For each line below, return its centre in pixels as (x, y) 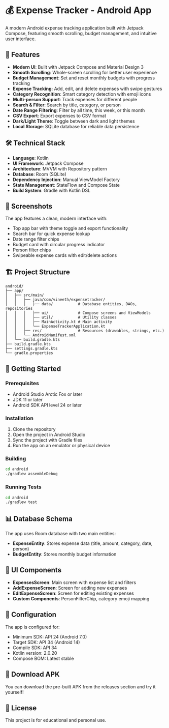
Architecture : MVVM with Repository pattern (60, 168)
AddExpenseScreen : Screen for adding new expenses (70, 588)
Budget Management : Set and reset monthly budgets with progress (84, 78)
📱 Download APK (32, 674)
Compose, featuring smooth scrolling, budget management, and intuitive (81, 33)
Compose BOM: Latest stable (43, 658)
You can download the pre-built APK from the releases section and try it (80, 687)
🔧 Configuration (31, 615)
